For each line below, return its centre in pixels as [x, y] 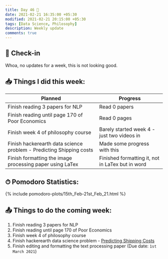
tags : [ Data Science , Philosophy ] [41, 24]
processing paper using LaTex [43, 164]
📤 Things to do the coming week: [58, 210]
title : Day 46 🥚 [22, 10]
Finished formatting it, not [129, 158]
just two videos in [120, 135]
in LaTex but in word [123, 164]
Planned [51, 98]
